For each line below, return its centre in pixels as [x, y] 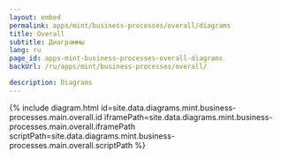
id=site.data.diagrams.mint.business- [168, 108]
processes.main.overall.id [56, 117]
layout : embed [35, 17]
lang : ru [25, 50]
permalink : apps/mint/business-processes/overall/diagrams [120, 26]
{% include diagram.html [54, 108]
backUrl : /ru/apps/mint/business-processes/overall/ [108, 67]
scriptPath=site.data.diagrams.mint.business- [92, 136]
